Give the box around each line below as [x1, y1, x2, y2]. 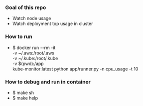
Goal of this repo [5, 4, 46, 11]
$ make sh [12, 89, 34, 95]
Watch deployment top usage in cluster [12, 20, 93, 26]
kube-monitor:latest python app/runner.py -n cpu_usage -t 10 [12, 65, 139, 71]
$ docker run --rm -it [12, 44, 56, 50]
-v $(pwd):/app [12, 60, 44, 66]
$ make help [12, 94, 38, 101]
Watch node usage [12, 15, 51, 21]
